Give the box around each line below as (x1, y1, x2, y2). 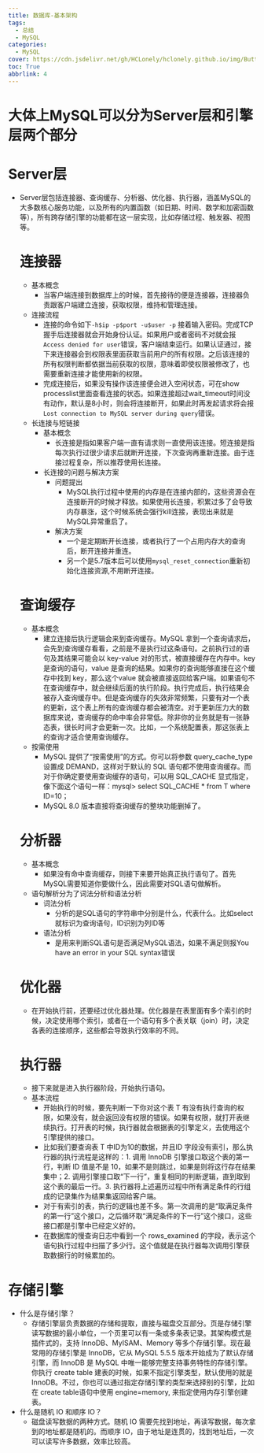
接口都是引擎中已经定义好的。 (42, 1221, 140, 1231)
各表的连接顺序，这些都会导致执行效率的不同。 (31, 1025, 183, 1035)
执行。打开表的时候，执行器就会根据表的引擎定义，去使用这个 (49, 1123, 250, 1132)
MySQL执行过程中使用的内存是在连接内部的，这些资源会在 (66, 487, 256, 496)
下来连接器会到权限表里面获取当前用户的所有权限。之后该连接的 (42, 349, 250, 358)
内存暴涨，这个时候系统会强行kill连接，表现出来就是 (66, 506, 234, 516)
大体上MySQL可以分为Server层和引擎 (8, 106, 254, 124)
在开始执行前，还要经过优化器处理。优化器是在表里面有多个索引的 (31, 1006, 245, 1015)
